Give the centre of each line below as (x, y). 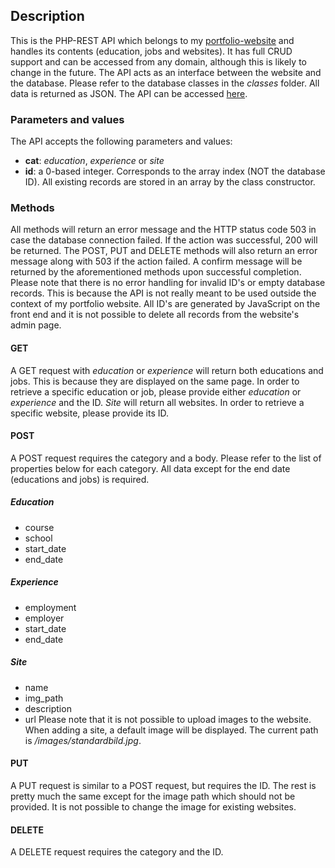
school (38, 538)
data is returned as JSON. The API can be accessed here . (129, 93)
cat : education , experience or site (94, 161)
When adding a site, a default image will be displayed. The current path (171, 730)
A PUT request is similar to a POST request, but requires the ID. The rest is (163, 785)
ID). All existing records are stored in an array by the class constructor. (170, 182)
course (39, 527)
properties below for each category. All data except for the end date (150, 468)
